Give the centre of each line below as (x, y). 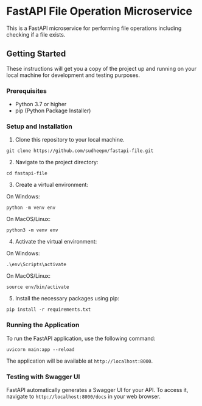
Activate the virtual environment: (56, 242)
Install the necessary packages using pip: (67, 299)
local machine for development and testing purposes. (73, 75)
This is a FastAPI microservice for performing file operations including (94, 28)
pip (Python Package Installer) (53, 111)
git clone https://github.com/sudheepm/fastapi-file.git (80, 151)
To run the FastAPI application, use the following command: (81, 338)
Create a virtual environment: (51, 185)
